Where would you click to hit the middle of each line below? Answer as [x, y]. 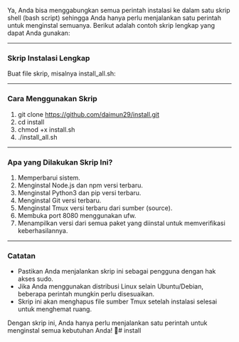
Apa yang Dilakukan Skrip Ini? [60, 162]
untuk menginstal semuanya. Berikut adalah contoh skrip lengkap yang [111, 25]
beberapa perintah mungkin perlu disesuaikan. [86, 294]
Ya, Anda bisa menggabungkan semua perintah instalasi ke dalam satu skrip [119, 10]
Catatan [21, 256]
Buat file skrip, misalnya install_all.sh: [62, 73]
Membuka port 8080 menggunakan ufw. [77, 215]
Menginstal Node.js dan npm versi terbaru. [80, 185]
